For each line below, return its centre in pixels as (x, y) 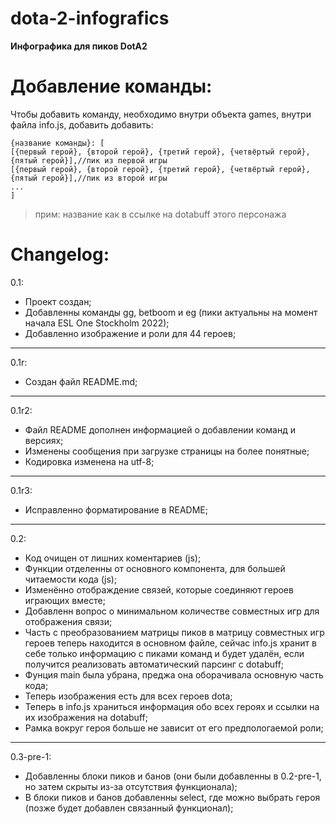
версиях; (44, 440)
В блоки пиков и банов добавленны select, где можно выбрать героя (172, 797)
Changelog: (60, 254)
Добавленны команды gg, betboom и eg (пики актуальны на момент (171, 312)
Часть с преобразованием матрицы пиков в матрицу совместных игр (174, 632)
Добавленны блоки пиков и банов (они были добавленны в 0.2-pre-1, (173, 776)
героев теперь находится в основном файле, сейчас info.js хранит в (170, 643)
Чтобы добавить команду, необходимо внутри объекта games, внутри (161, 114)
